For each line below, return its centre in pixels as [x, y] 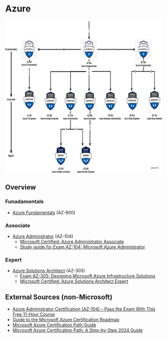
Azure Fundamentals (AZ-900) [44, 212]
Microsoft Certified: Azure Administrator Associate [72, 241]
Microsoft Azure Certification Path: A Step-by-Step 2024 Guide [77, 331]
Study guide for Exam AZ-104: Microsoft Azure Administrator [82, 247]
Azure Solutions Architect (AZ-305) [49, 271]
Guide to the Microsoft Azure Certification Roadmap [66, 320]
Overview [21, 187]
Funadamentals [24, 202]
